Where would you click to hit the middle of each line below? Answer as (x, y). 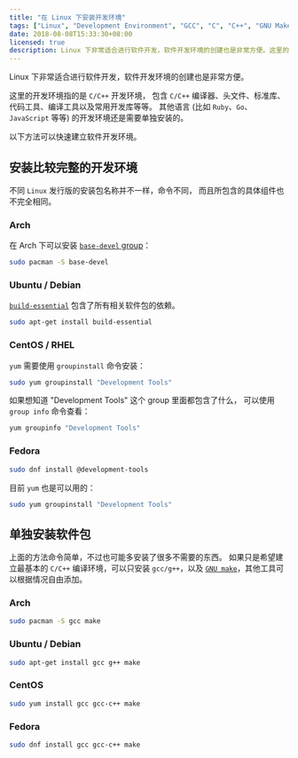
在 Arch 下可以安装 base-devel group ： (80, 246)
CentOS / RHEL (42, 345)
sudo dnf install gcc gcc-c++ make (75, 745)
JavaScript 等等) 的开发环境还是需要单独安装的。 (99, 118)
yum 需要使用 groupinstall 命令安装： (78, 366)
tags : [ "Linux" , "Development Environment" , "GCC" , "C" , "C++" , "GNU (141, 26)
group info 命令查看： (50, 411)
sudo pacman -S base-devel (59, 263)
